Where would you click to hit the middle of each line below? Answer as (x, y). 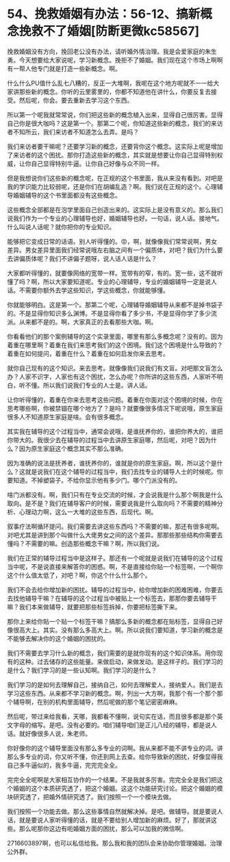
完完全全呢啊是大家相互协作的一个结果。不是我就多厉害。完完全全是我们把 (112, 779)
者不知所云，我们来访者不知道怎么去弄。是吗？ (73, 131)
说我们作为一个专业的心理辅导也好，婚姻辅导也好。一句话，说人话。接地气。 (115, 218)
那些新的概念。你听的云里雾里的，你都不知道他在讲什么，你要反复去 (115, 91)
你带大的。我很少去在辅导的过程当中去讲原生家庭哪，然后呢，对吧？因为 (109, 440)
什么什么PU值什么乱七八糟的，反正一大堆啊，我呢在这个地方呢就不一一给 (110, 83)
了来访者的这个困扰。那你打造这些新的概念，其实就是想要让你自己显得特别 (112, 155)
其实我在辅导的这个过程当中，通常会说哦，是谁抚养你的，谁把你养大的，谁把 (115, 431)
